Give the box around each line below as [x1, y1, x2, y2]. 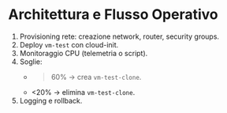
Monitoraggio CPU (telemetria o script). [19, 48, 148, 58]
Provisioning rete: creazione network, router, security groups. [19, 32, 219, 41]
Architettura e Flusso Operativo [8, 6, 218, 24]
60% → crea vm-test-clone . [50, 72, 142, 81]
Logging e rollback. [19, 96, 83, 105]
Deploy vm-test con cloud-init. [19, 40, 119, 49]
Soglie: [19, 57, 43, 66]
